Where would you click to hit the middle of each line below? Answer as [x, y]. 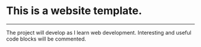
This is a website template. [74, 11]
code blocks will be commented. [46, 39]
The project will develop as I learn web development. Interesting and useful [99, 32]
